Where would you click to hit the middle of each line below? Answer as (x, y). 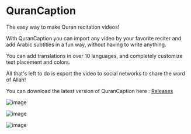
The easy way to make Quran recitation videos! (63, 27)
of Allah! (16, 80)
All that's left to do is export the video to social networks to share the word (96, 73)
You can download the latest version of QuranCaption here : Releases (90, 91)
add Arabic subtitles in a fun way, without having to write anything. (86, 44)
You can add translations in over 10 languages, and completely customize (94, 56)
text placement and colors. (38, 62)
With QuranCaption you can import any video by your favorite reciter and (94, 38)
